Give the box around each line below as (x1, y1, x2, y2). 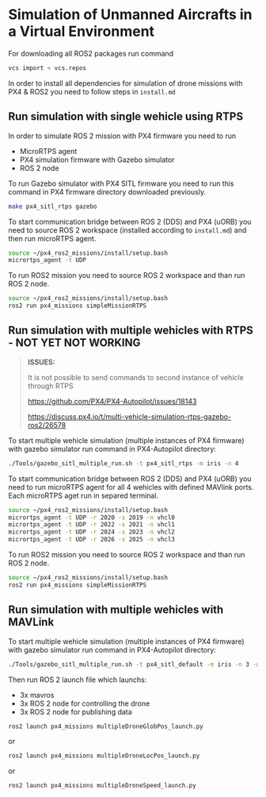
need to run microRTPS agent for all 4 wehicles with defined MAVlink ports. (8, 482, 254, 491)
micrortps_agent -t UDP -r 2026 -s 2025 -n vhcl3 (8, 536, 176, 544)
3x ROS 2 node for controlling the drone (19, 699, 150, 708)
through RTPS (27, 381, 74, 391)
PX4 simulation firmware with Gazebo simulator (19, 155, 175, 164)
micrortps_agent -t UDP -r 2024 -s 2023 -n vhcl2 (8, 528, 176, 537)
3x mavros (19, 690, 55, 699)
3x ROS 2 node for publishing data (19, 707, 132, 716)
